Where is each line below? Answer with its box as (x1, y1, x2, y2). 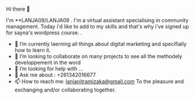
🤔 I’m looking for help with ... (14, 65, 83, 72)
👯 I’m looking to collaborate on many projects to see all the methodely (14, 53, 183, 59)
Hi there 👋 (6, 6, 30, 12)
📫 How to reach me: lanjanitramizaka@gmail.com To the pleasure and (14, 78, 184, 84)
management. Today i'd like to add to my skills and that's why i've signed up (6, 23, 189, 30)
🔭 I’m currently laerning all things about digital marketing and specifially (14, 41, 187, 47)
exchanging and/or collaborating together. (14, 86, 116, 93)
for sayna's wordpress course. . (6, 29, 83, 36)
